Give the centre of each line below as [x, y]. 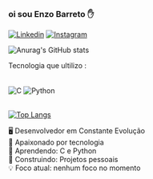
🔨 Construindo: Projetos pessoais [63, 159]
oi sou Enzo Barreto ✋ [51, 14]
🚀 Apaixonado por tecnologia [56, 142]
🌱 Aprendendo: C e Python [52, 151]
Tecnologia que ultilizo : [47, 66]
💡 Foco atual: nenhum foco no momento [74, 168]
